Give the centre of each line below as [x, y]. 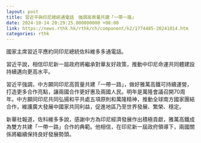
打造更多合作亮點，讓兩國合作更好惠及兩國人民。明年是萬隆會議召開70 [93, 92]
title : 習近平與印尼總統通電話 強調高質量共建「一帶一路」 [71, 17]
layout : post [22, 12]
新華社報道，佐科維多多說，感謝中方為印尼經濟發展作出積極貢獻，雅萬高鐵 [98, 119]
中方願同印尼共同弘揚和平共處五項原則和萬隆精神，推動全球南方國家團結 [106, 100]
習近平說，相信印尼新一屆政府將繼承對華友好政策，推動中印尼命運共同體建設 [100, 64]
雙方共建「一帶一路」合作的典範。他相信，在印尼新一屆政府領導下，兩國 [100, 127]
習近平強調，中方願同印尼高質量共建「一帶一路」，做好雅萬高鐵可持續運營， [99, 85]
